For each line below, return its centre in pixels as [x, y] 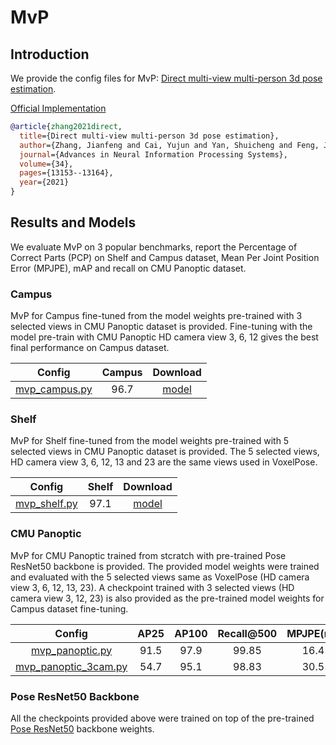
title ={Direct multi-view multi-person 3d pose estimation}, [149, 136]
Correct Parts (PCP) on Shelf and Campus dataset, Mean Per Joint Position [165, 257]
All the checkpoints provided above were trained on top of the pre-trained [162, 718]
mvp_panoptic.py [71, 650]
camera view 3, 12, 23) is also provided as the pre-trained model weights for [167, 598]
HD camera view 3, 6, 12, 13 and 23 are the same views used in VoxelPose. [164, 462]
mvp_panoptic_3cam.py [71, 666]
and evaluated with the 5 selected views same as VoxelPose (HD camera [160, 577]
